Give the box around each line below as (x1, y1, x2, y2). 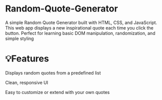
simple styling (5, 35, 34, 41)
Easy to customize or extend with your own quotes (5, 89, 110, 95)
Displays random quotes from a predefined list (5, 69, 101, 75)
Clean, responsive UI (5, 79, 49, 85)
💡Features (5, 53, 49, 64)
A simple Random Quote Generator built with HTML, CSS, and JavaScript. (5, 19, 157, 25)
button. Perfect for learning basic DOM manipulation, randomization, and (5, 30, 155, 36)
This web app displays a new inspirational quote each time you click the (5, 24, 154, 30)
